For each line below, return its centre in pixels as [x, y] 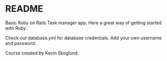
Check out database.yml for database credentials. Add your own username [83, 38]
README [24, 9]
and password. [21, 43]
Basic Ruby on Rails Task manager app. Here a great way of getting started [83, 23]
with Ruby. [16, 28]
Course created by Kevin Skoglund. [42, 53]
